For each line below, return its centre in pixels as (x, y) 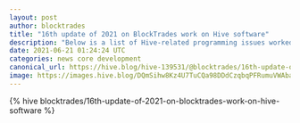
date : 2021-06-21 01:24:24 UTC (67, 51)
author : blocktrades (48, 26)
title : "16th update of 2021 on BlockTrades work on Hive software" (139, 34)
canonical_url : (37, 68)
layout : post (33, 17)
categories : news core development (75, 59)
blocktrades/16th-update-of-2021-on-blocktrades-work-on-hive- (160, 101)
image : (21, 76)
